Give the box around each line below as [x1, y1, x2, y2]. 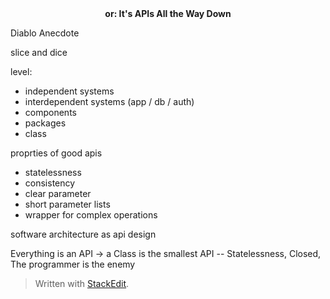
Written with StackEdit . [34, 278, 130, 289]
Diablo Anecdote [10, 27, 80, 39]
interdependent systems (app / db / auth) [24, 96, 195, 107]
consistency [24, 177, 76, 189]
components [24, 107, 77, 118]
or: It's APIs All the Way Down [104, 8, 232, 19]
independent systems [24, 85, 115, 97]
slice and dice [10, 47, 68, 58]
